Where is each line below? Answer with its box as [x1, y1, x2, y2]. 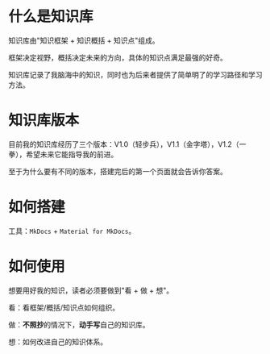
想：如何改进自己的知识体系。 [8, 336, 107, 347]
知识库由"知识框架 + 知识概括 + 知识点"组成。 [8, 35, 160, 45]
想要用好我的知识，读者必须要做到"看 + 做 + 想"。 [8, 285, 174, 295]
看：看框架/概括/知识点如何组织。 [8, 302, 120, 312]
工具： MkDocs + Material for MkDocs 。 [8, 226, 136, 235]
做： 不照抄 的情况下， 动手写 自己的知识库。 [8, 319, 150, 329]
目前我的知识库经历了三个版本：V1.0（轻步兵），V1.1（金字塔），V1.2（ [8, 139, 239, 149]
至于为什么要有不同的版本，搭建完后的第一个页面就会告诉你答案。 [8, 166, 227, 176]
